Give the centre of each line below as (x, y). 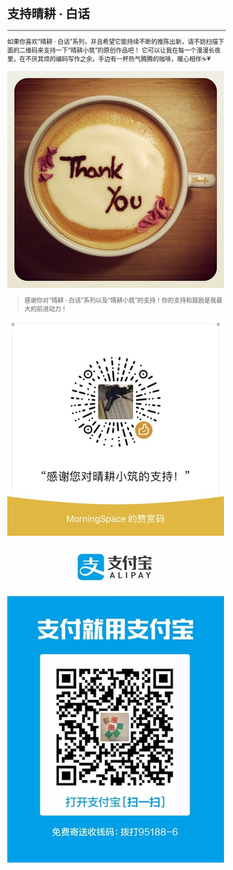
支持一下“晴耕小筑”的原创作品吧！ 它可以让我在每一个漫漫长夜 (132, 50)
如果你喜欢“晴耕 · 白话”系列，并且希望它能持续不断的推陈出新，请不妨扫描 (113, 41)
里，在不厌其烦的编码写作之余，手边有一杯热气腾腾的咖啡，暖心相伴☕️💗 (109, 58)
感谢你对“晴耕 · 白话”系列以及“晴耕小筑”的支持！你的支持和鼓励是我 (120, 300)
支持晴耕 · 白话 (49, 14)
